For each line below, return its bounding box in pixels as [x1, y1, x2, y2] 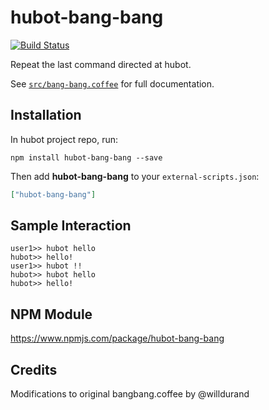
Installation [10, 107, 82, 124]
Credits [10, 361, 58, 378]
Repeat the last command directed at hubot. [10, 58, 192, 70]
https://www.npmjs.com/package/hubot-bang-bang [10, 332, 225, 345]
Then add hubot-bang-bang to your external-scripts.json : [10, 170, 260, 182]
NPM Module [10, 306, 93, 323]
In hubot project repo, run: [10, 133, 119, 145]
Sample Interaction [10, 217, 132, 235]
